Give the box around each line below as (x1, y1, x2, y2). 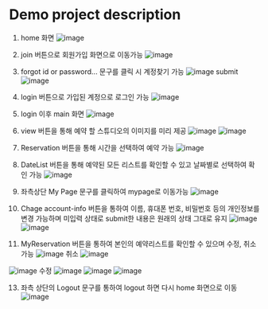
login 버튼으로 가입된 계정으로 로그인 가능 (20, 92, 150, 101)
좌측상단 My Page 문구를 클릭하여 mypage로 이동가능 (20, 186, 189, 196)
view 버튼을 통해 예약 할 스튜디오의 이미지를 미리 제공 (20, 126, 187, 135)
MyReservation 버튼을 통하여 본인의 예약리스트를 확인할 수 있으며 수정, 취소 (20, 239, 257, 248)
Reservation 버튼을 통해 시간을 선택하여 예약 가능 (20, 143, 174, 152)
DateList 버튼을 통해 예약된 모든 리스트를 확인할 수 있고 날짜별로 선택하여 (20, 159, 247, 169)
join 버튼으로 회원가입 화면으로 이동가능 (20, 49, 144, 59)
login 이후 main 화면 (20, 109, 84, 119)
